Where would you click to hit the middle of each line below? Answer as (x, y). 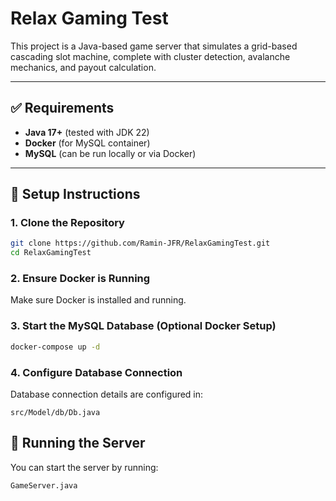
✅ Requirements (62, 108)
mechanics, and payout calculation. (83, 67)
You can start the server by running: (84, 467)
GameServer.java (44, 485)
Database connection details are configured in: (107, 394)
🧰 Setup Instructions (75, 194)
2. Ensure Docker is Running (80, 279)
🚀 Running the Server (78, 443)
